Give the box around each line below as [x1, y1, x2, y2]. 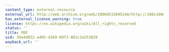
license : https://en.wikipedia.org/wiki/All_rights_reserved [5, 21, 136, 26]
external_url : [5, 12, 35, 17]
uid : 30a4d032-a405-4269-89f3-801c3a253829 [5, 35, 98, 40]
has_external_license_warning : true [5, 16, 82, 21]
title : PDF [5, 30, 28, 35]
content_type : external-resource [5, 7, 75, 12]
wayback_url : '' [5, 40, 39, 45]
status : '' [5, 26, 28, 31]
